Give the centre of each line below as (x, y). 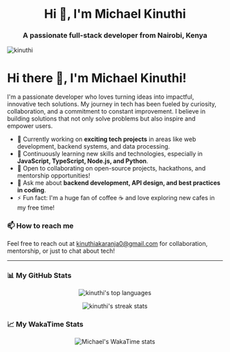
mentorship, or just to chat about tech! (61, 251)
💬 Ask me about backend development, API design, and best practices (119, 183)
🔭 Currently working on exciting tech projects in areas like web (106, 139)
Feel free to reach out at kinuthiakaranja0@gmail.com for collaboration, (107, 243)
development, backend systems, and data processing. (93, 147)
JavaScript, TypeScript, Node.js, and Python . (82, 161)
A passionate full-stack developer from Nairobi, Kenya (115, 36)
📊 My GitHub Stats (39, 275)
